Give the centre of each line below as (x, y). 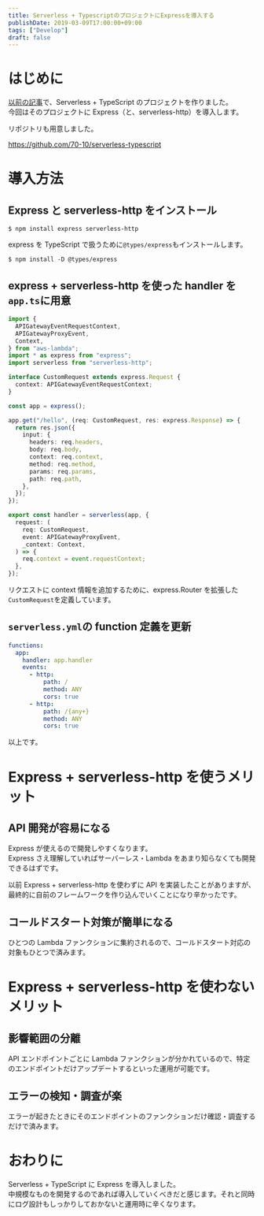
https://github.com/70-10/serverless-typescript (85, 145)
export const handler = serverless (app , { (79, 515)
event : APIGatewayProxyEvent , (72, 537)
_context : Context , (54, 545)
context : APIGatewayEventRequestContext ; (84, 385)
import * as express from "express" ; (70, 355)
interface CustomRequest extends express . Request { (94, 377)
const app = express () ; (47, 406)
